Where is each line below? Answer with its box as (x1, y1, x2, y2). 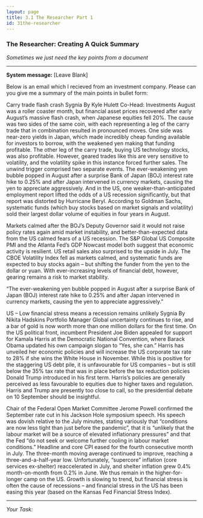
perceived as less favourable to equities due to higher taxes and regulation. (6, 380, 194, 387)
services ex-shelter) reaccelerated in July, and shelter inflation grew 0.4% (6, 462, 192, 470)
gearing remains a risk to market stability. (6, 273, 109, 280)
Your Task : (6, 505, 33, 513)
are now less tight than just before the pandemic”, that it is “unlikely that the (6, 424, 195, 431)
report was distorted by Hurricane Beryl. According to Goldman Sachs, (6, 197, 182, 204)
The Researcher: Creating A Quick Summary (6, 40, 140, 48)
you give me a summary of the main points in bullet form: (6, 89, 148, 97)
